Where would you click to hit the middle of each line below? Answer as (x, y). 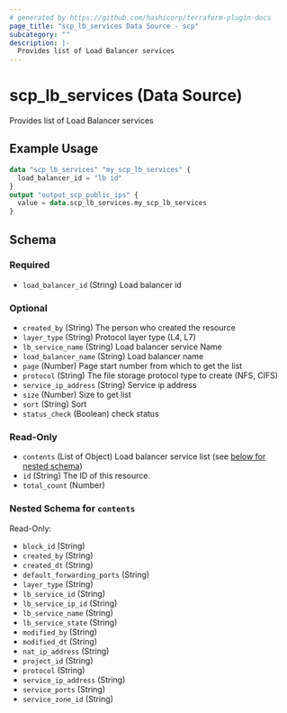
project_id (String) (58, 660)
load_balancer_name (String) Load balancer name (113, 356)
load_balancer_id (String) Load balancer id (102, 284)
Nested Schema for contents (72, 509)
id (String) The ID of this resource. (86, 476)
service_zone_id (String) (68, 699)
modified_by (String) (59, 632)
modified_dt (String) (59, 641)
